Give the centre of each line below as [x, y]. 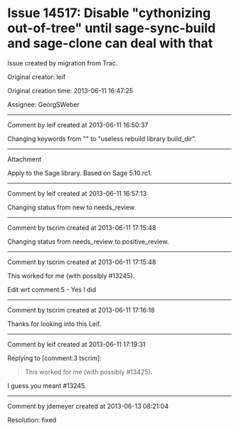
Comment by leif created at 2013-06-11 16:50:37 [78, 125]
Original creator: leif [37, 77]
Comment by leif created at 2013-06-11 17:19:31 [76, 344]
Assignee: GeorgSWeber [43, 104]
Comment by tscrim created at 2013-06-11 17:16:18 [81, 310]
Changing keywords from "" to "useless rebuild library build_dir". [102, 138]
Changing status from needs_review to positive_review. [88, 241]
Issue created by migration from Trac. [63, 63]
